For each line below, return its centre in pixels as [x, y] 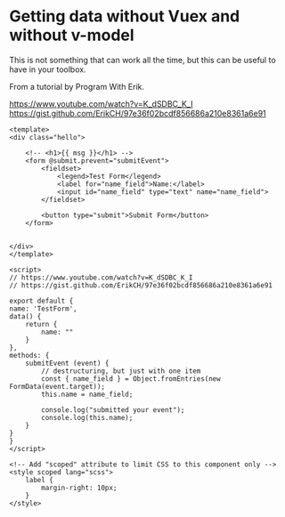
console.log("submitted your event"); [113, 410]
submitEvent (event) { [67, 363]
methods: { [29, 355]
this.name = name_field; [87, 394]
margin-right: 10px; [79, 488]
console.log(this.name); [87, 417]
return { [41, 324]
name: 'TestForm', [43, 309]
